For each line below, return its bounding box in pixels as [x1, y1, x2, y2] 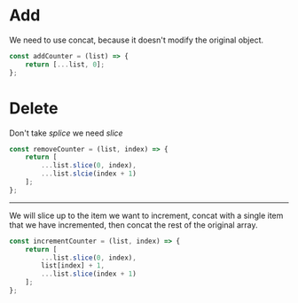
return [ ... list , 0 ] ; [25, 59, 105, 69]
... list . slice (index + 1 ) [41, 269, 137, 279]
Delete [9, 98, 59, 118]
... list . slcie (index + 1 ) [41, 169, 137, 178]
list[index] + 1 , [41, 261, 105, 270]
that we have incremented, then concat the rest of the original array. [9, 219, 259, 230]
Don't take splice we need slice [9, 128, 123, 138]
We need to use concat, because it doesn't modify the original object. [9, 35, 264, 45]
